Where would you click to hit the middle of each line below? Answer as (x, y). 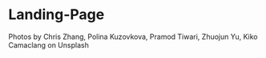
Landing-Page (56, 15)
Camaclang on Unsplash (49, 44)
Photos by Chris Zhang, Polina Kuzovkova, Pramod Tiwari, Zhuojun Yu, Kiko (133, 37)
